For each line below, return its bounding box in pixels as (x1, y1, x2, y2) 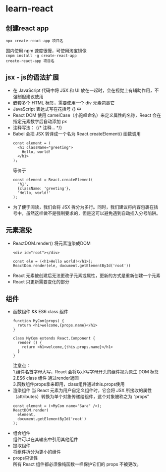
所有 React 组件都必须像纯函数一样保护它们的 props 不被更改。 (12, 461, 142, 467)
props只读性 (12, 455, 38, 461)
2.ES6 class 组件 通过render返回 (12, 375, 79, 381)
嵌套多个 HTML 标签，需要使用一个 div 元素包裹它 (12, 100, 115, 106)
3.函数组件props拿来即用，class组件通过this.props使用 (12, 381, 125, 387)
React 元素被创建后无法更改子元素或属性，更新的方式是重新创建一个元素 (12, 272, 161, 278)
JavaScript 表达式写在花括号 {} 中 (12, 106, 81, 112)
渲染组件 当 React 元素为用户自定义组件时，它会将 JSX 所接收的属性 (12, 388, 152, 394)
